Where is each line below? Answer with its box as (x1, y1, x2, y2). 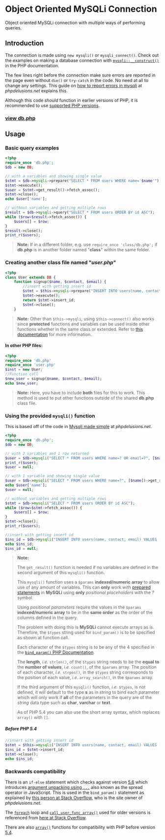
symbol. (17, 595, 33, 601)
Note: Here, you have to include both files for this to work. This (17, 389, 145, 396)
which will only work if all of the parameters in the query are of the (17, 695, 152, 701)
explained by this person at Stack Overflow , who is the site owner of (5, 795, 143, 801)
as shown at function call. (17, 635, 69, 641)
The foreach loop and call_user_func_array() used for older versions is (5, 810, 151, 815)
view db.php (5, 114, 36, 121)
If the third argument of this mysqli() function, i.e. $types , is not (17, 684, 146, 690)
